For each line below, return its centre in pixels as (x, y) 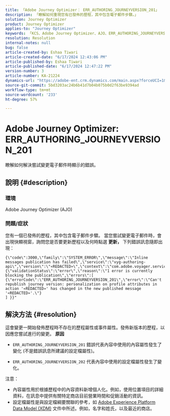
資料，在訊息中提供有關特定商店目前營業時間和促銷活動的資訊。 (79, 396)
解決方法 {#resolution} (41, 314)
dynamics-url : (20, 80)
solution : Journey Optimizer (36, 19)
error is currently (132, 271)
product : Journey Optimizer (35, 24)
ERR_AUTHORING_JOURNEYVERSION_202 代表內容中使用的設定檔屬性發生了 (85, 361)
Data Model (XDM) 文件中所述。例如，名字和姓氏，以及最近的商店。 (83, 408)
